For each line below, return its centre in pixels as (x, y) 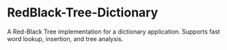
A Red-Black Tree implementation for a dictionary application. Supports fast (113, 32)
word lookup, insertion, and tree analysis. (65, 38)
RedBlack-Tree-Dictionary (83, 13)
